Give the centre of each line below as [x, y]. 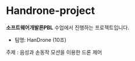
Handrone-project [50, 11]
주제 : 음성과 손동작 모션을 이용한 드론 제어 [54, 52]
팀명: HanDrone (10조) [40, 40]
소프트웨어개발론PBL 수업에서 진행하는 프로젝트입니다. [68, 27]
